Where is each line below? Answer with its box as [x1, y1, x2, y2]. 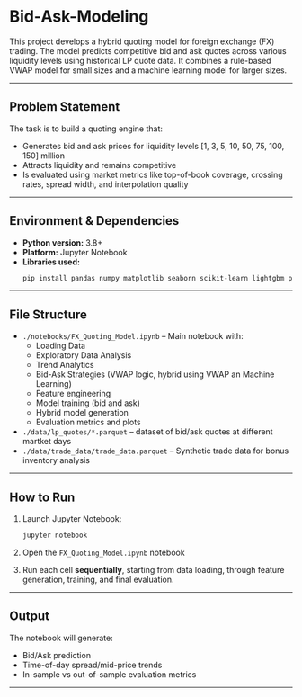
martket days [22, 436, 72, 447]
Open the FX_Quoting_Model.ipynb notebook [22, 547, 186, 558]
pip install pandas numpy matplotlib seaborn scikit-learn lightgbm [22, 273, 285, 282]
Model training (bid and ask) [35, 398, 141, 408]
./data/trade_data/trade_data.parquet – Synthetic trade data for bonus [22, 445, 289, 456]
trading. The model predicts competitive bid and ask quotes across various [9, 45, 287, 56]
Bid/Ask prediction [22, 649, 92, 660]
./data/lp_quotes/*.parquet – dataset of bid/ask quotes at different [22, 426, 273, 437]
